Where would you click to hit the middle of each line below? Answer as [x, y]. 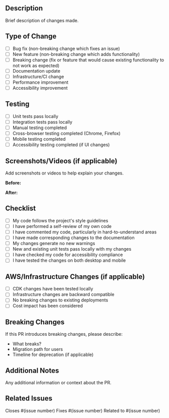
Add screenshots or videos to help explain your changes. [64, 173]
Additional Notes [32, 370]
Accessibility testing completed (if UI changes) [61, 145]
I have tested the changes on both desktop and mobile [69, 260]
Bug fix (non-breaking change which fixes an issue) [66, 48]
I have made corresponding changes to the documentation [73, 238]
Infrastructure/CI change [38, 76]
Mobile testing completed [39, 139]
